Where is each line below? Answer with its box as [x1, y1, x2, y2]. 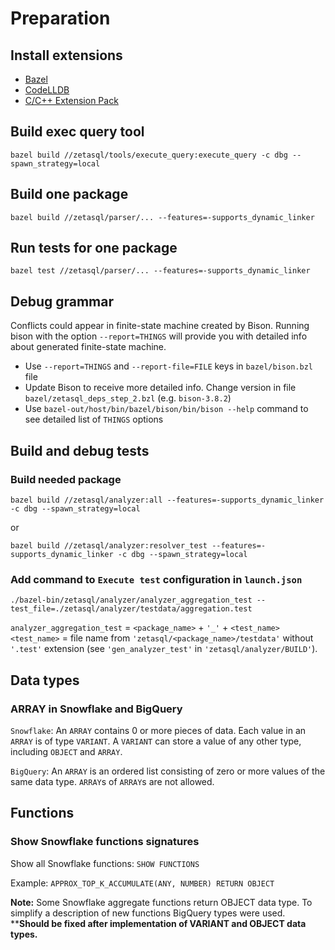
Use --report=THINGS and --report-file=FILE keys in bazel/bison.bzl [24, 360, 313, 372]
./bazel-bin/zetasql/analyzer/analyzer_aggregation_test [10, 595, 253, 606]
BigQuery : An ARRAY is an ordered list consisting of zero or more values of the [10, 765, 326, 777]
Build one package [10, 186, 129, 203]
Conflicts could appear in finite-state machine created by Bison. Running [10, 320, 310, 332]
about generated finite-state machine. [10, 341, 167, 353]
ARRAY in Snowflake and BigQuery [10, 702, 183, 716]
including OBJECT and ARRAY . [10, 745, 123, 757]
